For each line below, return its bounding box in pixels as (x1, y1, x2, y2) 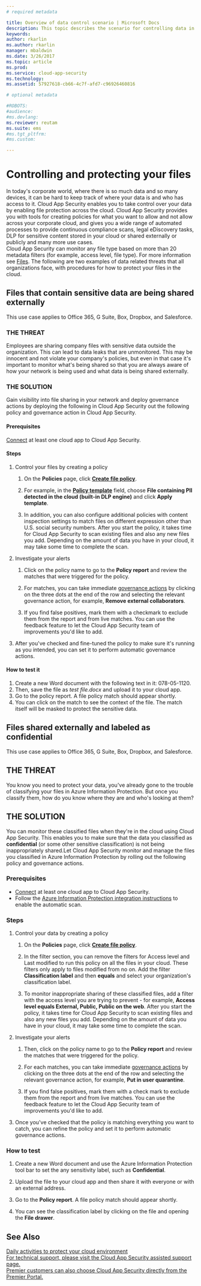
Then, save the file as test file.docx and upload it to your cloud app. (14, 686, 182, 694)
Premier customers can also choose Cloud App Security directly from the (6, 1267, 187, 1274)
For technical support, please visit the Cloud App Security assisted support (6, 1254, 192, 1261)
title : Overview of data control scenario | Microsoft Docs (6, 19, 160, 26)
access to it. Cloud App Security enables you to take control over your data (6, 200, 192, 208)
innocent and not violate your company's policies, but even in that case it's (6, 355, 191, 362)
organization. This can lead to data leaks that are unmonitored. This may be (6, 348, 193, 355)
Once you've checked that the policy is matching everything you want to (14, 1119, 194, 1126)
